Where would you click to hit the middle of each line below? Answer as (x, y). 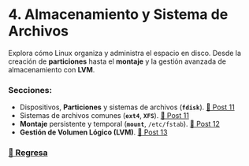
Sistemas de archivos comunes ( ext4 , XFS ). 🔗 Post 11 (104, 116)
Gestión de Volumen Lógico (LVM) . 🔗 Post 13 (93, 132)
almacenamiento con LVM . (52, 69)
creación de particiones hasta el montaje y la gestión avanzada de (117, 61)
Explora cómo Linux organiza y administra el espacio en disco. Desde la (125, 53)
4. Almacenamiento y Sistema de (118, 15)
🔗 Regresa (28, 153)
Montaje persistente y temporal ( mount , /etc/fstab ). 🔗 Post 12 (120, 124)
